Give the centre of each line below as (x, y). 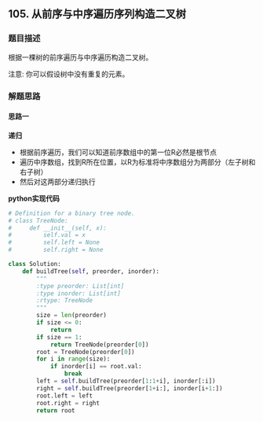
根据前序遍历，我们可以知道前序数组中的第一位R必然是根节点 (118, 152)
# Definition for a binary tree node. (71, 213)
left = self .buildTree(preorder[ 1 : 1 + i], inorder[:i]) (126, 381)
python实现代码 (34, 198)
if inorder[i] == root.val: (96, 367)
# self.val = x (47, 235)
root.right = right (68, 403)
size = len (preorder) (72, 316)
